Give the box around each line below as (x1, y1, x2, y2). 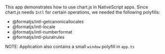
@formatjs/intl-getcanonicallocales (12, 19, 84, 24)
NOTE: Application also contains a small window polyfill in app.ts (5, 44, 135, 49)
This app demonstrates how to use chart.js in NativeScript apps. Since (5, 4, 148, 10)
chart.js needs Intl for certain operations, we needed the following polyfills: (5, 9, 161, 15)
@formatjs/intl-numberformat (12, 29, 73, 35)
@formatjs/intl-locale (12, 24, 56, 30)
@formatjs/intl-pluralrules (12, 34, 65, 40)
